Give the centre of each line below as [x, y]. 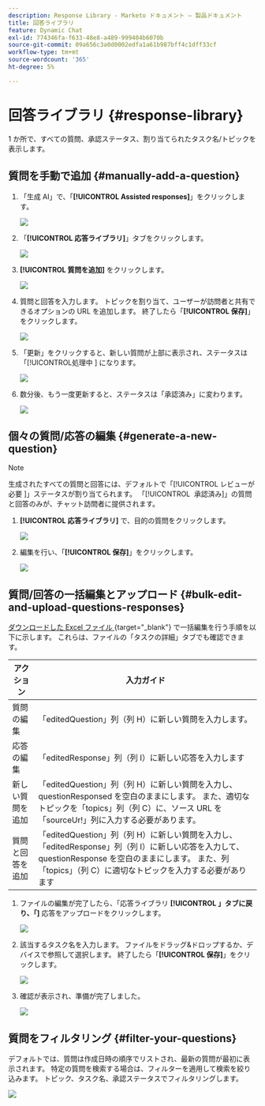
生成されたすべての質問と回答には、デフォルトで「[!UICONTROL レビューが [131, 484]
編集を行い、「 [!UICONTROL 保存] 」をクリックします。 [108, 552]
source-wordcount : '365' [49, 60]
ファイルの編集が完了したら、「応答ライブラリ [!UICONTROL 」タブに [132, 903]
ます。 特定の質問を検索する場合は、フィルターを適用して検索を [133, 1068]
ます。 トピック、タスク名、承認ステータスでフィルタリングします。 [132, 1078]
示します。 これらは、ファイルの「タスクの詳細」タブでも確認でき [130, 638]
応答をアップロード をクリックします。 [103, 913]
